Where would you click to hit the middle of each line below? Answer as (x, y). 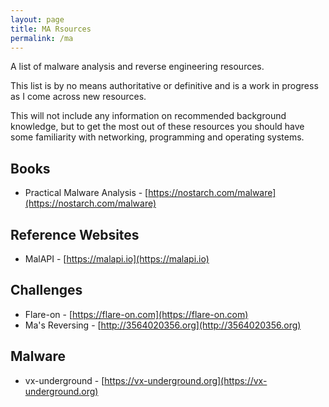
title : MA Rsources (51, 29)
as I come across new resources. (78, 97)
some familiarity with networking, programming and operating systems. (157, 137)
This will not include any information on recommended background (148, 116)
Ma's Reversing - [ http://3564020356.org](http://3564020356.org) (163, 325)
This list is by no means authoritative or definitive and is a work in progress (164, 86)
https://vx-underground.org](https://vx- (186, 380)
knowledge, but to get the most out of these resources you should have (157, 127)
